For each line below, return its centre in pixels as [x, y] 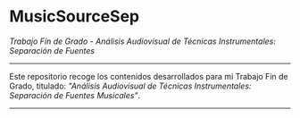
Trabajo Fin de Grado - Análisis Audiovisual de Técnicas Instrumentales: [143, 41]
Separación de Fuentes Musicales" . [75, 95]
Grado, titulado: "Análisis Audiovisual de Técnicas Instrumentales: [130, 86]
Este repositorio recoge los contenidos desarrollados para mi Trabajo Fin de [149, 76]
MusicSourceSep [75, 17]
